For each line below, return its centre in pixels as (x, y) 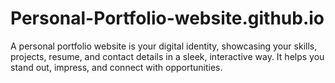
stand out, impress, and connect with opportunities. (116, 67)
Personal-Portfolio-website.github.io (167, 18)
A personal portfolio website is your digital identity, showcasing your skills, (164, 46)
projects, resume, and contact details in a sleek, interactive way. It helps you (167, 56)
